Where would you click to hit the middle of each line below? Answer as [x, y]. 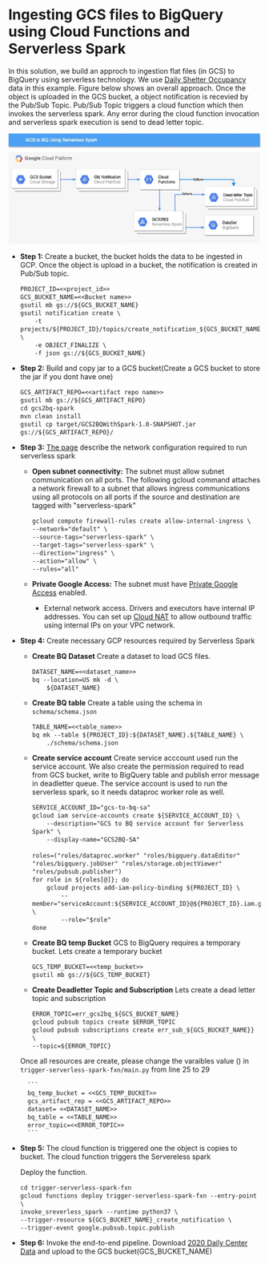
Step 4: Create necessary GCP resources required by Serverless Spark [137, 641]
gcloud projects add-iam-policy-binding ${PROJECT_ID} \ [143, 888]
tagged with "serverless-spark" [84, 506]
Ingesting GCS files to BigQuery [116, 15]
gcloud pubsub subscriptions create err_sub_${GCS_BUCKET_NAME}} [143, 1030]
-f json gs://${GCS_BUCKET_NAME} [90, 353]
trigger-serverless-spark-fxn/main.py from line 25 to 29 [115, 1070]
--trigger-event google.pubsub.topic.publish [97, 1228]
